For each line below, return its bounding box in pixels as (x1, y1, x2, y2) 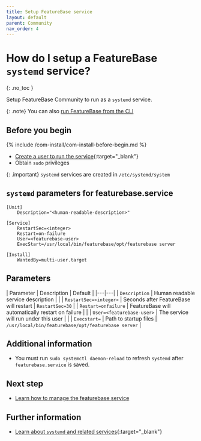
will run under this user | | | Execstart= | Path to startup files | (6, 314, 157, 322)
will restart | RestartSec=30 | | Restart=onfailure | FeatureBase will (6, 302, 171, 309)
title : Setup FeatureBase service (6, 8, 93, 15)
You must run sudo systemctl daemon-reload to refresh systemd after (14, 355, 184, 362)
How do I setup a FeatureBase (6, 52, 158, 65)
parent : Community (6, 20, 52, 26)
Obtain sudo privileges (14, 159, 70, 166)
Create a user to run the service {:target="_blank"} (14, 153, 139, 160)
